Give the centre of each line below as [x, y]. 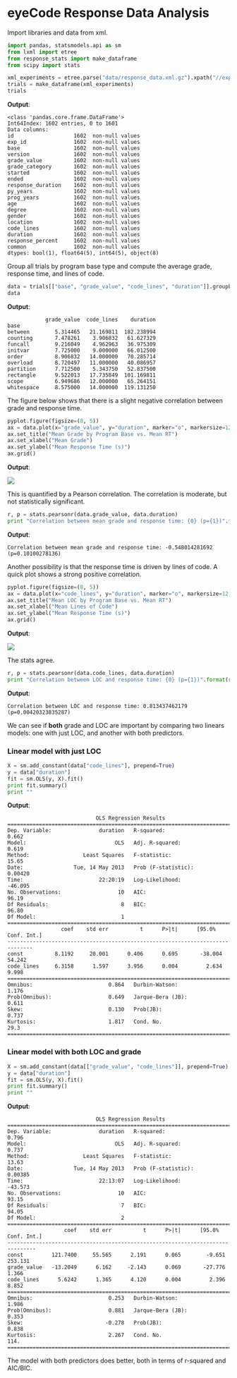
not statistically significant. [46, 501]
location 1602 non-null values [74, 222]
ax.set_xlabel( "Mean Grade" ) [50, 441]
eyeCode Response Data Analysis [108, 13]
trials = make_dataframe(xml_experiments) [71, 85]
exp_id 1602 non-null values [74, 142]
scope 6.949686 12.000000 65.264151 [82, 381]
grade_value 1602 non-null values [74, 161]
